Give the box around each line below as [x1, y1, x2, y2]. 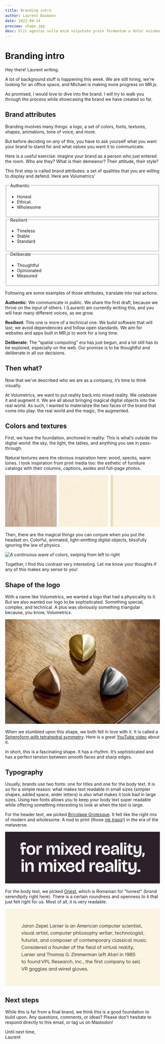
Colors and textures [5, 422, 67, 430]
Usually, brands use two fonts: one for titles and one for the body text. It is [5, 781, 155, 787]
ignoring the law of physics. [5, 542, 61, 548]
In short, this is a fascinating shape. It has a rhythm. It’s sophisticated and [5, 748, 154, 755]
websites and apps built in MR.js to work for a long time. [5, 330, 119, 336]
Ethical [17, 199, 31, 205]
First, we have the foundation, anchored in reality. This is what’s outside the [5, 435, 158, 441]
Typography [5, 768, 43, 777]
